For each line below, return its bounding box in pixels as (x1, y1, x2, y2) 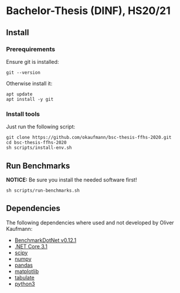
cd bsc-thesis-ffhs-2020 (6, 139, 67, 146)
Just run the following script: (6, 123, 75, 130)
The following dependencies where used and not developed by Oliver (6, 219, 174, 226)
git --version (6, 69, 41, 76)
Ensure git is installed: (6, 58, 59, 65)
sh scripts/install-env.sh (6, 145, 72, 151)
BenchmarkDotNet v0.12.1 (14, 236, 77, 244)
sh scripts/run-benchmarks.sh (6, 188, 80, 193)
